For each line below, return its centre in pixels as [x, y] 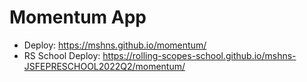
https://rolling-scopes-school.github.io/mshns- [199, 55]
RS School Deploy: [62, 55]
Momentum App [78, 17]
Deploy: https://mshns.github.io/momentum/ [115, 45]
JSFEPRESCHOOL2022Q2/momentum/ [104, 66]
